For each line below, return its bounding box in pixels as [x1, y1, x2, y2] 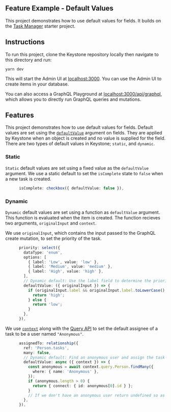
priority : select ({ [18, 245, 60, 250]
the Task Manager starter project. [5, 23, 75, 29]
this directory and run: [5, 57, 52, 63]
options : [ [23, 255, 47, 260]
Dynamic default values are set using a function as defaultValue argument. [5, 209, 160, 215]
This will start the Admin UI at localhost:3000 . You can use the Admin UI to [5, 75, 162, 81]
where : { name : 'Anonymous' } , [32, 369, 99, 374]
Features [5, 111, 34, 120]
